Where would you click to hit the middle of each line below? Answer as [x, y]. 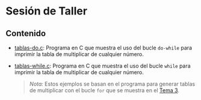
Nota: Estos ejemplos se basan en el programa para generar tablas [112, 84]
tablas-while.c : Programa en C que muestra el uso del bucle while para [102, 66]
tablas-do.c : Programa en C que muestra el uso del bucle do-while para [103, 48]
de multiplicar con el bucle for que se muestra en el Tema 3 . [104, 90]
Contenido [26, 33]
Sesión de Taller [47, 11]
